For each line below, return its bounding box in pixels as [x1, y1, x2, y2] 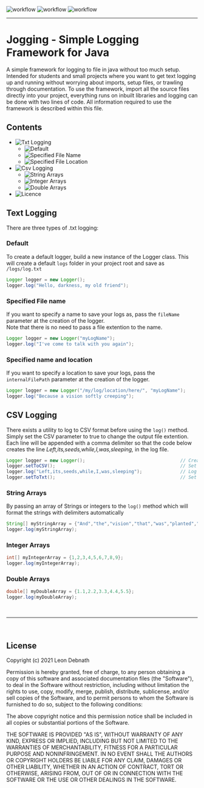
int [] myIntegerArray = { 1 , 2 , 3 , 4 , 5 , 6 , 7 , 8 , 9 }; [6, 555, 124, 561]
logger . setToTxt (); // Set [6, 474, 197, 480]
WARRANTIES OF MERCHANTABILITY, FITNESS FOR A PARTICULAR [6, 744, 178, 751]
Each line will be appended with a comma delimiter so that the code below [6, 439, 192, 446]
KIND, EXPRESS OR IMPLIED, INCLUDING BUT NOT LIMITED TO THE [6, 737, 178, 744]
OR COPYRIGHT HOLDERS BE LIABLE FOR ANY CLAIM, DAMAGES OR [6, 756, 182, 764]
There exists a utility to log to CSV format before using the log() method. [6, 426, 189, 434]
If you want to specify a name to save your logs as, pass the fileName [6, 311, 180, 318]
